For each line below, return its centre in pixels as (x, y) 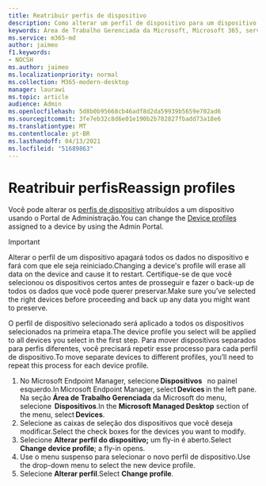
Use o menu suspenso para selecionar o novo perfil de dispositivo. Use (135, 457)
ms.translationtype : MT (47, 126)
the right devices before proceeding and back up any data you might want (129, 299)
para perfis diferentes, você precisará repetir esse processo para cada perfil (133, 349)
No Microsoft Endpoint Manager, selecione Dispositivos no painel (128, 381)
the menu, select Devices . (62, 415)
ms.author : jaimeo (38, 67)
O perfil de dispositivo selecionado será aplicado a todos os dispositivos (126, 323)
